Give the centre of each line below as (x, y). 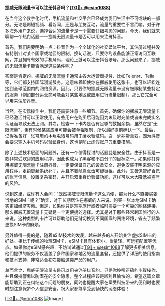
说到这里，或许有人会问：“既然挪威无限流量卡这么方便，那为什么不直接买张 (82, 194)
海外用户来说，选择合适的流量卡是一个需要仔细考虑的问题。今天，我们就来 (84, 31)
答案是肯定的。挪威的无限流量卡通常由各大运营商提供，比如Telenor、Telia (80, 76)
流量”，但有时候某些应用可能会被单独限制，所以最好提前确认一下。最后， (83, 130)
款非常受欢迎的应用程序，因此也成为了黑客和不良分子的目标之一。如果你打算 (82, 159)
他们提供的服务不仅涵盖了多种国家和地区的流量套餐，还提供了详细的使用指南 (82, 254)
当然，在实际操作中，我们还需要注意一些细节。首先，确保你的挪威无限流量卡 (82, 111)
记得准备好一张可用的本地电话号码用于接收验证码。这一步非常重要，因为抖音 (82, 136)
